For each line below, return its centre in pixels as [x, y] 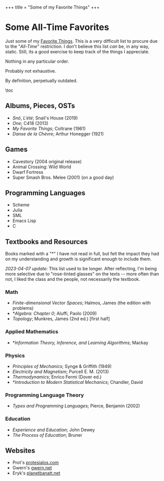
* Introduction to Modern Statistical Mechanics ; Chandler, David [78, 382]
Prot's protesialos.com [35, 463]
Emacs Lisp [24, 221]
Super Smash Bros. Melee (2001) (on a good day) [63, 177]
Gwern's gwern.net [32, 468]
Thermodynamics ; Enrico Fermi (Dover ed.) [57, 377]
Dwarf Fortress [28, 172]
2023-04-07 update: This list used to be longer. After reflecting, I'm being [81, 269]
